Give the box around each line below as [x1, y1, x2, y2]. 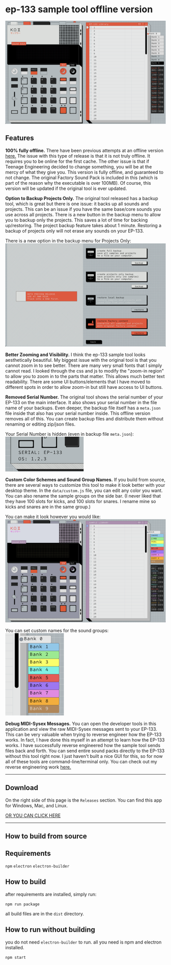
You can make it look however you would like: [5, 513, 101, 519]
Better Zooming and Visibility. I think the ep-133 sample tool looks [5, 351, 146, 358]
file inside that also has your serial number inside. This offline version [5, 410, 151, 416]
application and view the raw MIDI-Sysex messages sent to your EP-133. [5, 726, 158, 732]
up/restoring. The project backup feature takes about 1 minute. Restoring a [5, 222, 162, 228]
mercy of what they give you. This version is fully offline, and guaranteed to [5, 169, 164, 175]
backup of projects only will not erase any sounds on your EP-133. [5, 228, 144, 234]
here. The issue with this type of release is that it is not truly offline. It [5, 153, 151, 159]
